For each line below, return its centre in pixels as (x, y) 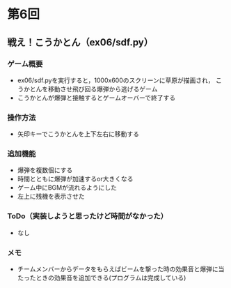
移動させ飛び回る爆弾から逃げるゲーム (103, 89)
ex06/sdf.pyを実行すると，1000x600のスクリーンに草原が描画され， (115, 80)
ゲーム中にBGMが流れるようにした (67, 188)
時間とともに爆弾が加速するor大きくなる (75, 179)
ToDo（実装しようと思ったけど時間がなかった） (88, 216)
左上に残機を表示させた (51, 197)
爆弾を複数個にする (45, 170)
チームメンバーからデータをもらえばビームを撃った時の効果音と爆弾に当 (121, 269)
